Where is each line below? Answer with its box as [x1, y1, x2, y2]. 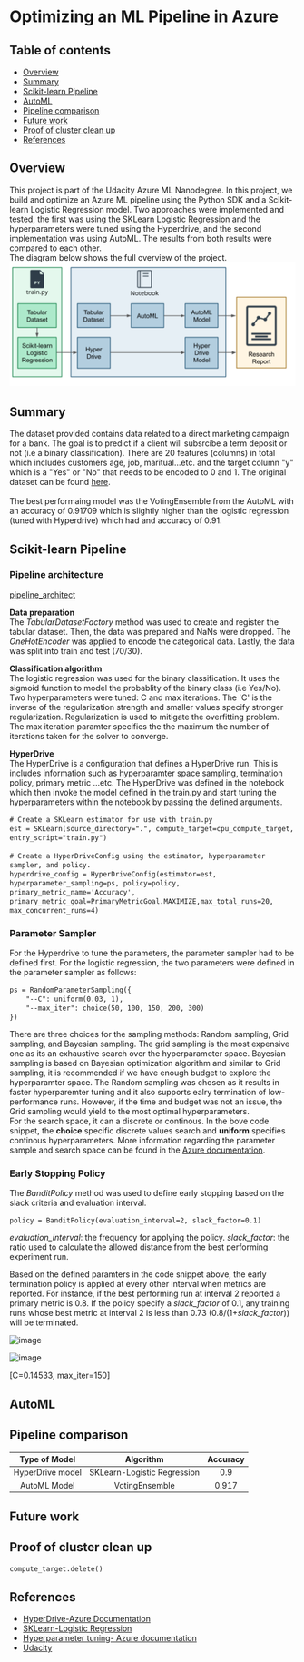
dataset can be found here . [9, 477, 111, 488]
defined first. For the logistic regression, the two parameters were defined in [9, 957, 295, 968]
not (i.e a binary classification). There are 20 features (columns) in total [9, 448, 276, 459]
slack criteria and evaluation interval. [9, 1197, 147, 1209]
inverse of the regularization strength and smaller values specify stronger [9, 701, 284, 712]
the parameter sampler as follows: [9, 967, 137, 978]
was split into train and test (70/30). [9, 645, 143, 656]
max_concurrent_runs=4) [9, 905, 100, 915]
